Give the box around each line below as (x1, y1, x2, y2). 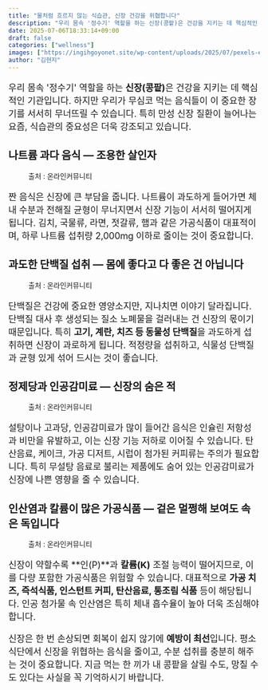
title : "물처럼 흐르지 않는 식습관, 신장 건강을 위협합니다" (8, 11, 181, 20)
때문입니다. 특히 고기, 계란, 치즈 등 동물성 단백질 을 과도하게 (8, 326, 242, 337)
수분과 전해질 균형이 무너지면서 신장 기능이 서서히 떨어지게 (18, 204, 252, 215)
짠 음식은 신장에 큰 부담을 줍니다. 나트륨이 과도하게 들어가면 (8, 191, 246, 203)
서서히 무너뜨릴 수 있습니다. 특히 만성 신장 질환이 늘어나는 (27, 108, 257, 120)
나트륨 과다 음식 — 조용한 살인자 (8, 148, 157, 162)
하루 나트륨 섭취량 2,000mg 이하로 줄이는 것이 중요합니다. (21, 230, 254, 242)
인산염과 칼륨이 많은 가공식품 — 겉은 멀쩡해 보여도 (8, 502, 239, 515)
